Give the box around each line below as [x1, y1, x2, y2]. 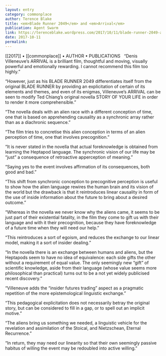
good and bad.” [5, 169, 37, 175]
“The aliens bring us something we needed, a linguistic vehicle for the [5, 319, 147, 326]
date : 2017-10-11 [5, 35, 41, 40]
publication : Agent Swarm [5, 26, 58, 31]
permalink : [5, 40, 28, 44]
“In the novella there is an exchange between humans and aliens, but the [5, 249, 153, 255]
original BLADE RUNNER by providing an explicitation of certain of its [5, 83, 145, 89]
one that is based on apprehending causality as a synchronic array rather [5, 114, 154, 120]
